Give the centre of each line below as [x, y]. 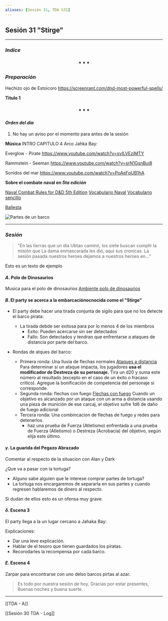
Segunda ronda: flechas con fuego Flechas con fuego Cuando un [87, 394]
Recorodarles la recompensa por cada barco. [59, 551]
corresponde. [34, 388]
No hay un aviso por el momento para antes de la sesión [70, 134]
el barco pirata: [28, 317]
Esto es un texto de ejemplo [34, 266]
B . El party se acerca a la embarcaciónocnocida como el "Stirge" [74, 300]
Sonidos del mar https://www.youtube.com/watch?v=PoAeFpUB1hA [75, 173]
